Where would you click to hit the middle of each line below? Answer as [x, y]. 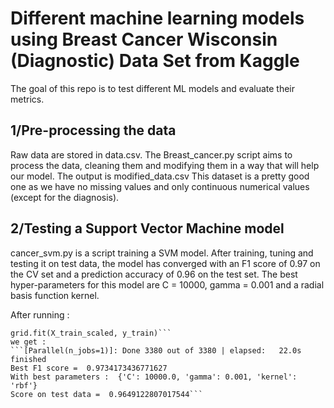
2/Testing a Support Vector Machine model [147, 228]
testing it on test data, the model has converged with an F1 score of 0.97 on [165, 263]
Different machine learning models [157, 18]
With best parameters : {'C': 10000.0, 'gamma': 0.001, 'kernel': [154, 377]
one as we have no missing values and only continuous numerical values [160, 186]
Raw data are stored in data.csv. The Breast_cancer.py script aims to [151, 154]
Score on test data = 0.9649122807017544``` [106, 394]
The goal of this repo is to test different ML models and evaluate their [152, 88]
